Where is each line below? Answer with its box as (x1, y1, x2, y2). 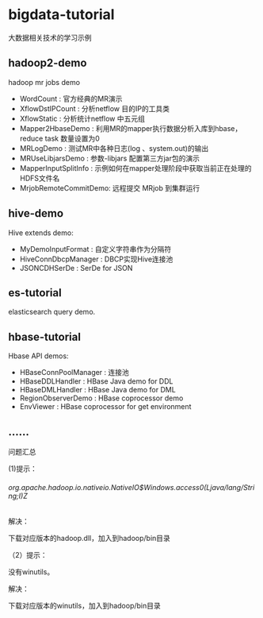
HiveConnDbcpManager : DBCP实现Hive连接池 (19, 254, 173, 264)
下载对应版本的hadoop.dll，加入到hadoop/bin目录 (8, 534, 170, 543)
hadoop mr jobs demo (8, 77, 81, 87)
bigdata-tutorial (8, 6, 115, 24)
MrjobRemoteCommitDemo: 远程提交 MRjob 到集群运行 (19, 183, 200, 192)
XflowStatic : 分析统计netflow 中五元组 (19, 114, 145, 123)
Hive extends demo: (8, 228, 74, 238)
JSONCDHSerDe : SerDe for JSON (19, 263, 133, 272)
